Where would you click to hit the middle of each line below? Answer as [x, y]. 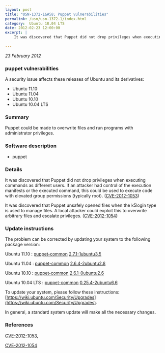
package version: [23, 245]
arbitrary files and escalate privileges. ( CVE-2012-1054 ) [61, 216]
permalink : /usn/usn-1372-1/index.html [46, 19]
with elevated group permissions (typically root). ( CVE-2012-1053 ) [72, 195]
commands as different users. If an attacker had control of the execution [78, 185]
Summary [17, 117]
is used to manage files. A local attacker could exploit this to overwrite [76, 210]
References [19, 325]
